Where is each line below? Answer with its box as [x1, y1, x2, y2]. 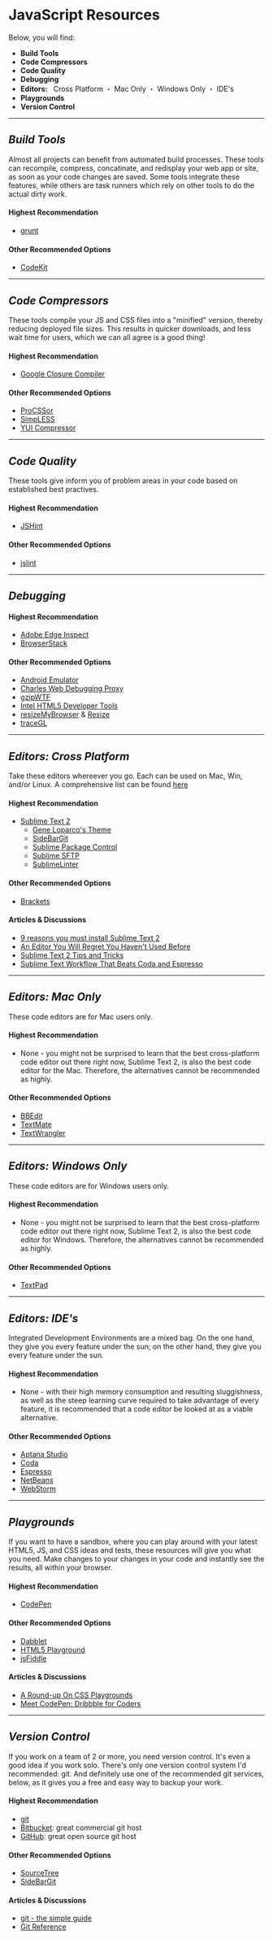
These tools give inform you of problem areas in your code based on [8, 476, 238, 485]
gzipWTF [19, 693, 51, 702]
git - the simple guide [19, 1913, 92, 1924]
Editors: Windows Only [8, 1159, 128, 1173]
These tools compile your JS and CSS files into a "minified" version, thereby [8, 315, 263, 324]
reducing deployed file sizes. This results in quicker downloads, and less [8, 324, 252, 333]
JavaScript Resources [8, 6, 160, 24]
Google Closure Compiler [19, 369, 106, 379]
